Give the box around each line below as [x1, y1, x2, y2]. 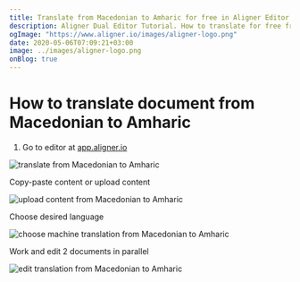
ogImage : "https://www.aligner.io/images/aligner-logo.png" [9, 30, 238, 38]
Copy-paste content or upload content [9, 176, 151, 187]
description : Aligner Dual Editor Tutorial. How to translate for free [9, 21, 281, 30]
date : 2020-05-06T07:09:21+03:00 [9, 38, 134, 47]
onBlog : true [9, 55, 58, 64]
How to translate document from [9, 93, 255, 114]
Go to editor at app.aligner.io [21, 141, 128, 152]
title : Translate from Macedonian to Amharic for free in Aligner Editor [9, 13, 290, 22]
